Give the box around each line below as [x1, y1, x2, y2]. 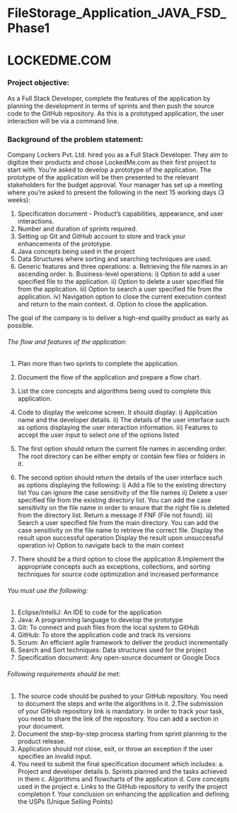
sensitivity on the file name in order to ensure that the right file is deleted [17, 504, 230, 512]
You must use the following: [7, 586, 88, 594]
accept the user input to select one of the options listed [17, 431, 179, 439]
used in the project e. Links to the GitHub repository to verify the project [17, 782, 228, 790]
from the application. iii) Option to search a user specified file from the [17, 284, 223, 293]
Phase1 [7, 20, 50, 36]
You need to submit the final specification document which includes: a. [17, 759, 224, 768]
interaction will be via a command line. [7, 116, 119, 125]
